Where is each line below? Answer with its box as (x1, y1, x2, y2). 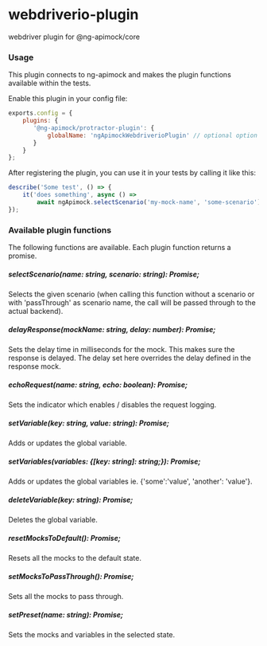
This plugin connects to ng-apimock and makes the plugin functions (8, 70, 232, 80)
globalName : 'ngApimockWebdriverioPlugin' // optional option (47, 131, 258, 139)
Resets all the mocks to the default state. (8, 553, 141, 562)
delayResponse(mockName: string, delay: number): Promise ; (8, 324, 216, 334)
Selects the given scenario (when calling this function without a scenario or (8, 289, 255, 300)
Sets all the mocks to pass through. (8, 591, 124, 601)
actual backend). (8, 307, 64, 316)
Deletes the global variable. (8, 515, 98, 524)
